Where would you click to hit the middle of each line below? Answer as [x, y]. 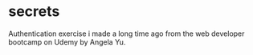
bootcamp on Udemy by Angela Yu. [67, 41]
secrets [34, 12]
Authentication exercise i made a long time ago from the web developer [126, 33]
